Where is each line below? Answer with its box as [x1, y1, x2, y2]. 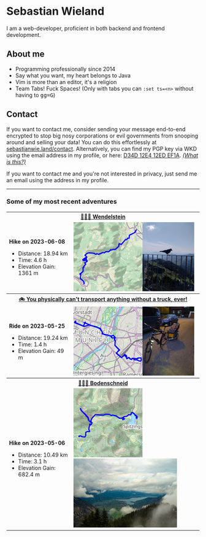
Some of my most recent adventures [6, 198, 118, 206]
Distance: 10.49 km [18, 451, 68, 458]
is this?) [6, 158, 26, 165]
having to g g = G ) [15, 91, 56, 99]
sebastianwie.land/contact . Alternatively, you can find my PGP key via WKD [6, 145, 197, 152]
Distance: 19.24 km [18, 334, 68, 341]
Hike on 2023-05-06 [9, 439, 66, 446]
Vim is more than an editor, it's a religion [15, 78, 117, 85]
